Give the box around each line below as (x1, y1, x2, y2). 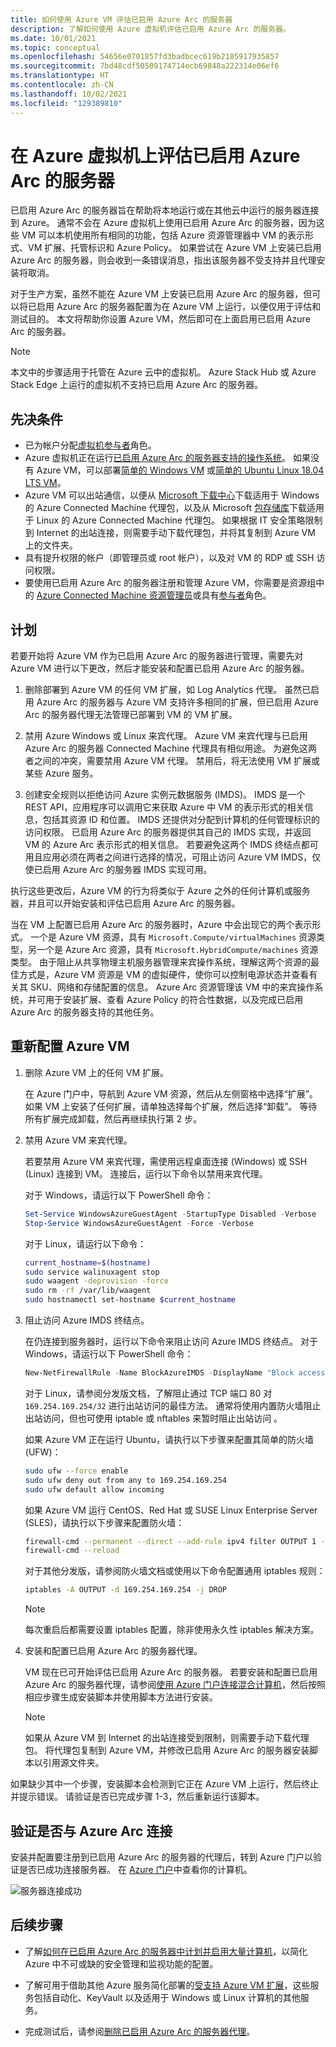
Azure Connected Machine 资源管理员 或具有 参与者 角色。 (36, 589, 272, 601)
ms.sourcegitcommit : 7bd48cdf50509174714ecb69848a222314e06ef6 (10, 61, 280, 71)
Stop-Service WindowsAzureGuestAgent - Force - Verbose (24, 1218, 254, 1228)
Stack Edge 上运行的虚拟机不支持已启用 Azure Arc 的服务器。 (10, 379, 264, 391)
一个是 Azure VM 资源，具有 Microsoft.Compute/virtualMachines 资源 (29, 931, 317, 943)
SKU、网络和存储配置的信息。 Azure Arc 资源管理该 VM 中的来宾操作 (29, 981, 315, 993)
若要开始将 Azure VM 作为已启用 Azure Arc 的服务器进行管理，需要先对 (10, 650, 304, 662)
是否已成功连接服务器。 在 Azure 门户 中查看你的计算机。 (18, 1863, 253, 1875)
